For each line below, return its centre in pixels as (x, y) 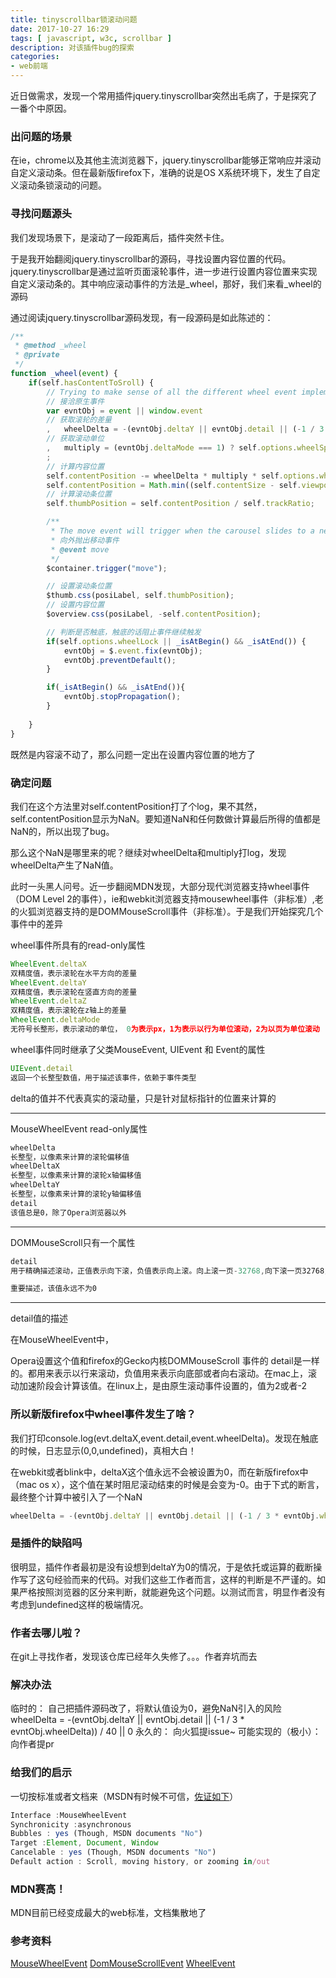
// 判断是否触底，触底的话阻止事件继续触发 (124, 632)
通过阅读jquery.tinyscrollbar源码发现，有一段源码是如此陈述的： (142, 317)
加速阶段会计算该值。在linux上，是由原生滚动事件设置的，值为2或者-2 (163, 1386)
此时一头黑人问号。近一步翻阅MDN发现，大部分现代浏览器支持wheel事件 (160, 886)
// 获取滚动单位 (75, 439)
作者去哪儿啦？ (46, 1633)
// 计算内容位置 (75, 466)
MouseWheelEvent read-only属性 (79, 1128)
